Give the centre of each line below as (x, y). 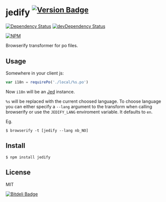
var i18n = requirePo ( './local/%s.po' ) (47, 82)
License (18, 172)
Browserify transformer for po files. (42, 46)
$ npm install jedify (28, 157)
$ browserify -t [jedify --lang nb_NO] (47, 131)
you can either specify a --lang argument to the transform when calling (79, 106)
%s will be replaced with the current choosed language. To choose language (83, 101)
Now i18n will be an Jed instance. (40, 91)
